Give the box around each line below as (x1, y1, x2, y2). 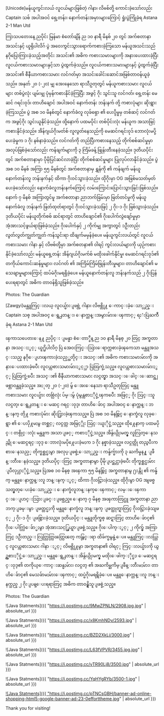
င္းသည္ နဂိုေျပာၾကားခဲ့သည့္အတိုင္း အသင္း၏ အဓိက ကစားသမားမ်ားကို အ (5, 354, 158, 360)
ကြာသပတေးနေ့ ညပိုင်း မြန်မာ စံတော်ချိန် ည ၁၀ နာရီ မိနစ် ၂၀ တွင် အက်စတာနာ (5, 34, 151, 39)
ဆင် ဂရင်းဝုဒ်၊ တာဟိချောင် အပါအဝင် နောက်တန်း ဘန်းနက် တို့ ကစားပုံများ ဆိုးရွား (5, 100, 157, 105)
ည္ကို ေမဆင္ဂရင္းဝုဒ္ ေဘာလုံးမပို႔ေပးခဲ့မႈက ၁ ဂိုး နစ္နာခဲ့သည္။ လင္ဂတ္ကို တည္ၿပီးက (5, 439, 158, 445)
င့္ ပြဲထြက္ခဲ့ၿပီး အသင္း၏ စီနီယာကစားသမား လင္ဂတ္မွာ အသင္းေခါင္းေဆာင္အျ (5, 373, 158, 379)
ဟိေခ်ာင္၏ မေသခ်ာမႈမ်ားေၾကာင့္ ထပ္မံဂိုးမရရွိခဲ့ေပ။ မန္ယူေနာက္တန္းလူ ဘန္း (5, 572, 160, 577)
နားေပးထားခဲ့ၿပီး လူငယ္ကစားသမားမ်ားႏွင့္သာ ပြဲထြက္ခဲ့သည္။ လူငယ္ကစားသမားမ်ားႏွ (5, 364, 158, 369)
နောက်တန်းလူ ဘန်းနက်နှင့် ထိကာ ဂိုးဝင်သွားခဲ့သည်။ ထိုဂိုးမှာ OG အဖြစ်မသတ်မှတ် (5, 175, 156, 181)
